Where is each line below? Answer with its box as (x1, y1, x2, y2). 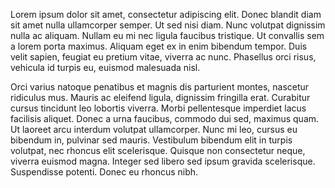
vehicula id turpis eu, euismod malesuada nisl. (10, 62, 201, 73)
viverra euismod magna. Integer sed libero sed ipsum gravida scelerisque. (10, 155, 316, 167)
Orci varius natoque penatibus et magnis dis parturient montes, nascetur (10, 81, 310, 93)
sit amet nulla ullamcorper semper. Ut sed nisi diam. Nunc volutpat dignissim (10, 19, 326, 31)
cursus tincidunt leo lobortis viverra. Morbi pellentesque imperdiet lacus (10, 102, 307, 114)
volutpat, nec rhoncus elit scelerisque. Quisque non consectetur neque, (10, 145, 306, 156)
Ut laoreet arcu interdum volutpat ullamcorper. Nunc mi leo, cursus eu (10, 124, 298, 135)
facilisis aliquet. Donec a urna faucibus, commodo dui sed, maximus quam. (10, 113, 320, 124)
